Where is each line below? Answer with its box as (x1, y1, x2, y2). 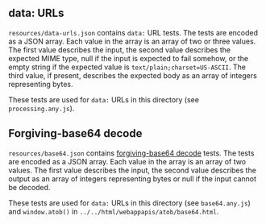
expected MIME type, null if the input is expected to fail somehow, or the (8, 53, 248, 63)
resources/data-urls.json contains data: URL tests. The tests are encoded (8, 27, 259, 37)
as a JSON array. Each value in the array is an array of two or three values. (8, 36, 256, 46)
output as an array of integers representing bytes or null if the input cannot (8, 173, 256, 184)
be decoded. (8, 182, 51, 192)
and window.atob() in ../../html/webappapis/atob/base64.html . (8, 206, 219, 216)
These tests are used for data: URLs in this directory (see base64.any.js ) (8, 197, 251, 208)
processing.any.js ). (8, 103, 75, 113)
